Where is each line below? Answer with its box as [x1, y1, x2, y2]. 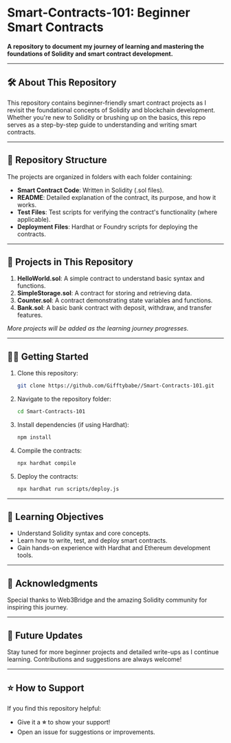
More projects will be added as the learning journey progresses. [7, 324, 189, 333]
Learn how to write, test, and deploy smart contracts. [16, 536, 168, 545]
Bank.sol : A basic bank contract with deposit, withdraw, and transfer [16, 304, 212, 312]
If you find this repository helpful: [7, 704, 102, 712]
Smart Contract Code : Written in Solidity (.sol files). [16, 186, 164, 194]
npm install [16, 434, 52, 441]
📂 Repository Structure [7, 154, 107, 166]
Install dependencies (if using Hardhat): [16, 420, 129, 428]
